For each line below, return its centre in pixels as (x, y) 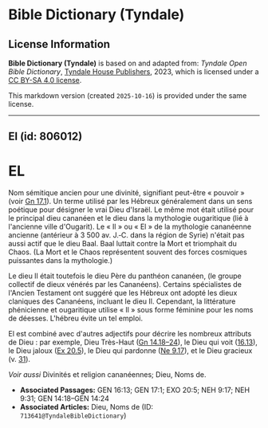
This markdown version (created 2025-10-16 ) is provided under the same (128, 96)
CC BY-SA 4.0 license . (45, 80)
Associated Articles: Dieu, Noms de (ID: (87, 407)
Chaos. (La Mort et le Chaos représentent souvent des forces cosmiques (128, 252)
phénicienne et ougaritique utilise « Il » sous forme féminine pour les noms (131, 310)
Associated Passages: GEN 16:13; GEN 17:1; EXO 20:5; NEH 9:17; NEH (134, 390)
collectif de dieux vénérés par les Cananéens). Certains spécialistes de (125, 285)
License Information (59, 44)
